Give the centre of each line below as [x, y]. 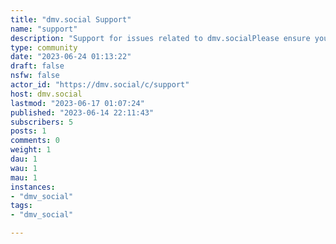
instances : [33, 187]
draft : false [37, 66]
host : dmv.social [46, 94]
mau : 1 [24, 177]
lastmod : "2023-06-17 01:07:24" [77, 103]
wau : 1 [24, 168]
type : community [44, 47]
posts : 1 [28, 131]
